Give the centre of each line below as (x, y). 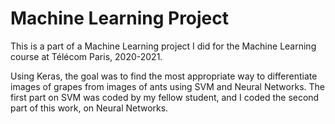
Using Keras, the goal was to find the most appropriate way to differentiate (164, 76)
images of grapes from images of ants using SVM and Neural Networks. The (167, 86)
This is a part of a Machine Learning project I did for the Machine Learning (163, 46)
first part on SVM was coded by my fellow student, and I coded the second (165, 97)
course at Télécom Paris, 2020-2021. (86, 56)
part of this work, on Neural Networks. (89, 108)
